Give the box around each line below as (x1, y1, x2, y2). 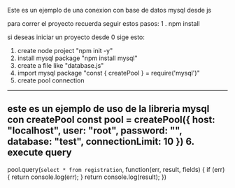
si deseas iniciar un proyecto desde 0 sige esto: (7, 33, 145, 41)
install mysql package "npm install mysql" (17, 54, 138, 62)
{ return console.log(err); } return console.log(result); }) (7, 173, 166, 181)
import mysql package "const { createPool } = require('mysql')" (17, 69, 201, 77)
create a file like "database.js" (17, 62, 104, 69)
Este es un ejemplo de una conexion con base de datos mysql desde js (7, 6, 212, 14)
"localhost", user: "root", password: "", (7, 125, 183, 137)
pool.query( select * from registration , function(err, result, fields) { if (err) (7, 165, 225, 173)
